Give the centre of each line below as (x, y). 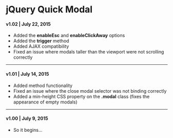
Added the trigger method (41, 41)
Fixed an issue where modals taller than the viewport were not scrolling (89, 52)
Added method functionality (43, 85)
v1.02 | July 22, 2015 (28, 24)
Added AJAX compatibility (41, 46)
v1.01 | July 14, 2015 (27, 74)
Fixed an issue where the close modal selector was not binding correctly (90, 91)
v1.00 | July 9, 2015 (27, 118)
